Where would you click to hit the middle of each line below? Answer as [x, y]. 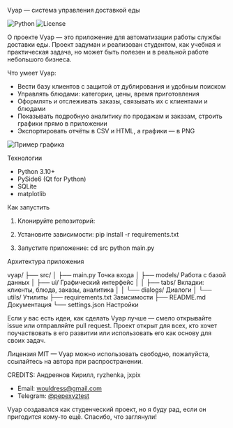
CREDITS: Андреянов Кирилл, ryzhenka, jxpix [74, 375]
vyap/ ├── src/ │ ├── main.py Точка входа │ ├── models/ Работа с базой [117, 275]
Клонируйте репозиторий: [56, 221]
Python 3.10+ [36, 171]
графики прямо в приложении [62, 124]
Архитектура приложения [46, 261]
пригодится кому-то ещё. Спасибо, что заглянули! [82, 417]
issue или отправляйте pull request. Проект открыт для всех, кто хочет [112, 325]
